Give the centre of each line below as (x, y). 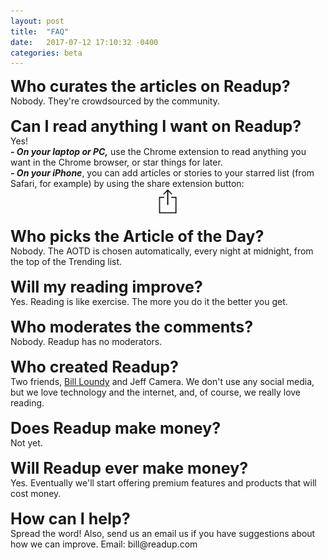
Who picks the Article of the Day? (137, 236)
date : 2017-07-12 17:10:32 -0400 (84, 42)
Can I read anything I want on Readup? (156, 126)
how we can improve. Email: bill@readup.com (104, 544)
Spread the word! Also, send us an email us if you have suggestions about (163, 534)
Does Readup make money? (116, 428)
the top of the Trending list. (66, 262)
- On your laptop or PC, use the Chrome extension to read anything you (158, 152)
